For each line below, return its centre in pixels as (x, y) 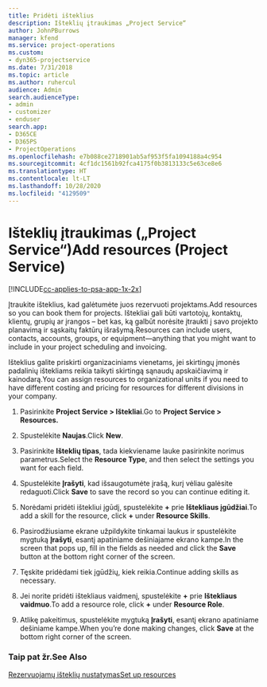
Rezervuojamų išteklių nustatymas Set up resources (92, 674)
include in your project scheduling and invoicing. (88, 347)
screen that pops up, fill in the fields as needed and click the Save (128, 548)
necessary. (38, 580)
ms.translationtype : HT (48, 171)
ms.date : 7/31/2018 (41, 68)
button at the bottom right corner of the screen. (97, 556)
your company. (33, 396)
